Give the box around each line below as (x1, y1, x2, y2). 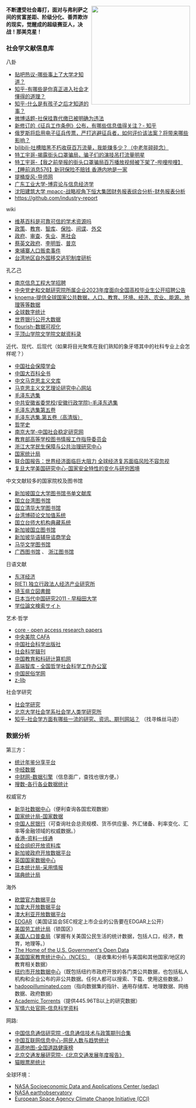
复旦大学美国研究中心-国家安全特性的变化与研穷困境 (14, 465, 140, 472)
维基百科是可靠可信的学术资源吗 (14, 218, 92, 225)
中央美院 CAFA (14, 633, 50, 640)
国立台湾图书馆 (14, 497, 51, 504)
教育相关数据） (14, 961, 51, 968)
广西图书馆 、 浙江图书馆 (14, 548, 74, 555)
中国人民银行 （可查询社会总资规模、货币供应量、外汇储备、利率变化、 (14, 820, 184, 827)
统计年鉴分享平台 (14, 758, 56, 765)
